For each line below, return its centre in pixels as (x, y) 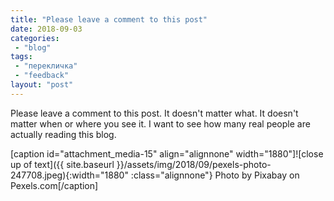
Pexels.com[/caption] (54, 185)
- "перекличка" (46, 66)
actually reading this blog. (63, 134)
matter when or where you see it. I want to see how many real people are (160, 123)
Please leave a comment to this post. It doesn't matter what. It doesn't (154, 113)
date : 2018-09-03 (46, 29)
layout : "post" (42, 85)
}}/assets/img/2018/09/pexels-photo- (194, 164)
